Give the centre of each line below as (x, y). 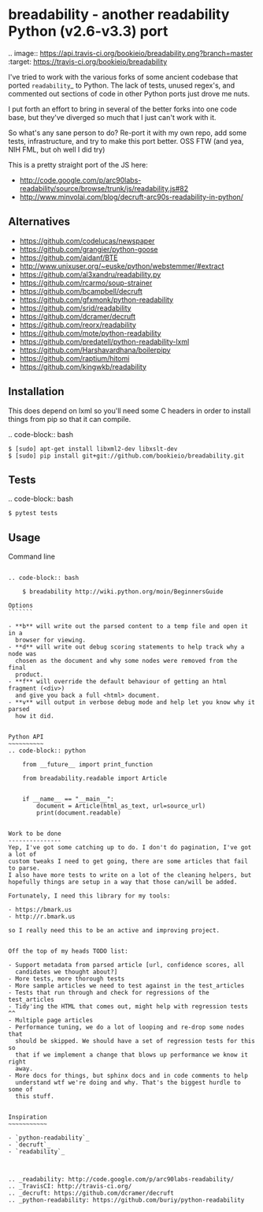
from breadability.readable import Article (95, 779)
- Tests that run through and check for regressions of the (109, 993)
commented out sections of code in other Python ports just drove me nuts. (129, 93)
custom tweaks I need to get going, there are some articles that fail (128, 862)
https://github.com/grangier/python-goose (89, 249)
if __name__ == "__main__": (68, 800)
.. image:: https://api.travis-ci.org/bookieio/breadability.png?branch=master (131, 53)
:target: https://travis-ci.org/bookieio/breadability (88, 62)
